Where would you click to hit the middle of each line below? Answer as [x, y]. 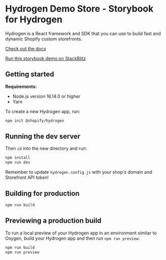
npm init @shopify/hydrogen [35, 121]
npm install [18, 158]
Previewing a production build [53, 221]
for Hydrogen [34, 19]
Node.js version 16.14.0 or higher [46, 96]
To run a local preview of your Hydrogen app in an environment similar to [81, 233]
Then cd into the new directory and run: [46, 148]
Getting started [30, 74]
